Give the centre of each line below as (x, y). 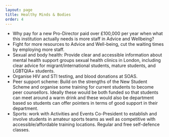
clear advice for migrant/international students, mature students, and (84, 65)
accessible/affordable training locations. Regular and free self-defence (86, 124)
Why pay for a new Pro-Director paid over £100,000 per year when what (88, 34)
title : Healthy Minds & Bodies (38, 15)
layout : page (19, 10)
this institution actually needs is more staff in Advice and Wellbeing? (83, 39)
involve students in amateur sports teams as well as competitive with (84, 119)
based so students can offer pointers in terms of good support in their (85, 103)
